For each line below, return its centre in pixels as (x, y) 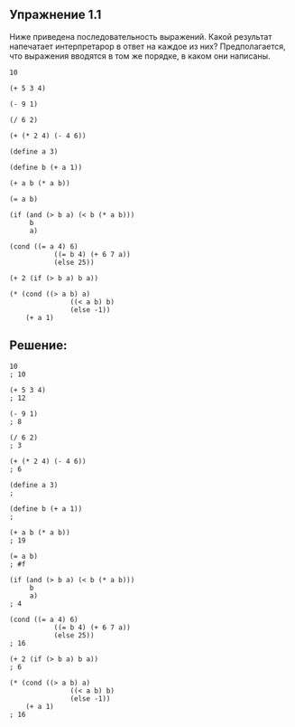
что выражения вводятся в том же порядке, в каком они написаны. (140, 56)
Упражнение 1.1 (55, 15)
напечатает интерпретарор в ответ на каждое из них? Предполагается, (147, 46)
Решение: (38, 346)
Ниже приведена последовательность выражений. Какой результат (141, 36)
